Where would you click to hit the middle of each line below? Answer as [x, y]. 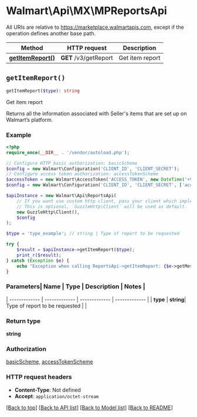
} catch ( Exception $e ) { [38, 261]
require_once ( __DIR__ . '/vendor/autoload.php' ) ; [68, 152]
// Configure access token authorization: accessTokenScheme [82, 174]
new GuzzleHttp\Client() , [48, 212]
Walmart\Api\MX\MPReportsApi [86, 11]
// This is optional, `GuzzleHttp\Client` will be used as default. [102, 206]
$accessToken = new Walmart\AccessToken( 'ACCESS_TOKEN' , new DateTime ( [95, 180]
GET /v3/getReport [87, 58]
